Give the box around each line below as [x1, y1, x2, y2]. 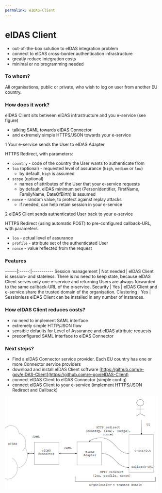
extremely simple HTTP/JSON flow [12, 323, 82, 328]
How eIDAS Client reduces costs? [5, 306, 86, 313]
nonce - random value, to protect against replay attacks [12, 197, 122, 203]
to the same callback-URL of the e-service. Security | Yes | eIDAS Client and [5, 284, 158, 290]
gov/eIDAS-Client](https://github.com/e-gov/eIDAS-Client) [12, 372, 129, 377]
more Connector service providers [12, 361, 81, 367]
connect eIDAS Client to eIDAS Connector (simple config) [12, 377, 127, 383]
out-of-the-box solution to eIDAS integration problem [12, 45, 118, 51]
